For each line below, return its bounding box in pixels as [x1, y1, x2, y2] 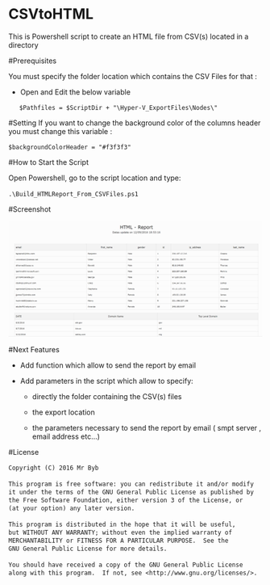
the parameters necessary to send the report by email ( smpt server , [31, 423, 262, 432]
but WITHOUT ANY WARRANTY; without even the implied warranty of [8, 528, 232, 537]
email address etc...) [31, 431, 101, 441]
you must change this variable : [8, 126, 113, 136]
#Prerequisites [8, 56, 57, 65]
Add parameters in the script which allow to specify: [19, 376, 193, 385]
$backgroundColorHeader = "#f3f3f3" [8, 143, 131, 151]
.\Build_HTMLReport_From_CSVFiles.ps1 [8, 190, 139, 198]
